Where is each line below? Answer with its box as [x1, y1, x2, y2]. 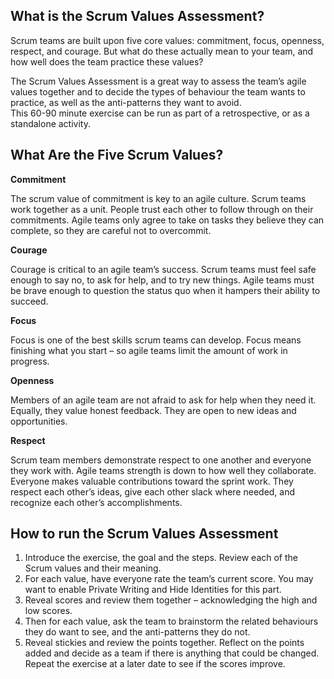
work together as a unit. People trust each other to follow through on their [10, 203, 314, 215]
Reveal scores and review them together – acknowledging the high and [24, 594, 318, 606]
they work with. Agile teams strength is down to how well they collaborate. [10, 464, 317, 476]
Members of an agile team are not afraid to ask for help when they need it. [10, 394, 317, 406]
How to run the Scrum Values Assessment [10, 525, 279, 543]
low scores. [24, 605, 73, 617]
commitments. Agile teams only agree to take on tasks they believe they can [10, 214, 325, 226]
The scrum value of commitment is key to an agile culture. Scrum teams [10, 192, 307, 204]
